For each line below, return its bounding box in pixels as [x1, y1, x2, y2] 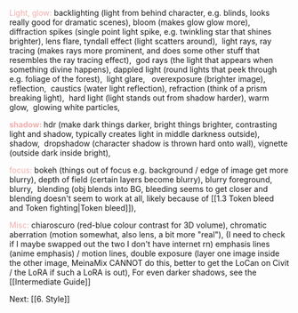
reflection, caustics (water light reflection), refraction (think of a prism [9, 84, 268, 93]
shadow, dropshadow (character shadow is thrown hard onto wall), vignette [9, 138, 288, 148]
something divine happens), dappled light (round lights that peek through [9, 64, 278, 75]
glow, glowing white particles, [9, 102, 120, 112]
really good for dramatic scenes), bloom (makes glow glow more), [9, 17, 251, 28]
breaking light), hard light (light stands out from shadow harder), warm [9, 92, 270, 103]
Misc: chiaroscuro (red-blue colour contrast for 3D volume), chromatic [9, 220, 267, 230]
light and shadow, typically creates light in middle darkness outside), [9, 129, 261, 139]
